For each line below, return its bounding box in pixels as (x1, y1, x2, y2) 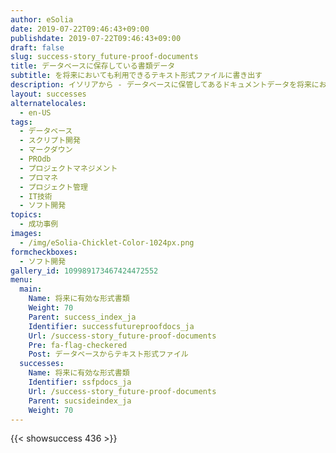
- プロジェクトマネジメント (19, 163, 118, 173)
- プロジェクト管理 (19, 182, 88, 192)
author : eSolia (10, 14, 74, 25)
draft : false (10, 42, 65, 53)
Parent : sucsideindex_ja (28, 396, 132, 406)
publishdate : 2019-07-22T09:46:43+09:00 (10, 33, 182, 43)
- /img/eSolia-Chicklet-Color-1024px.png (19, 237, 195, 248)
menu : (10, 275, 33, 285)
